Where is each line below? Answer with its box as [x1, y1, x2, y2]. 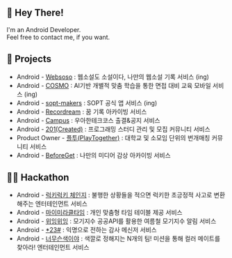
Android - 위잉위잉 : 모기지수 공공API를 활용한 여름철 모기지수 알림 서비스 [16, 217, 217, 225]
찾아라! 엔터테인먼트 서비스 [16, 243, 90, 252]
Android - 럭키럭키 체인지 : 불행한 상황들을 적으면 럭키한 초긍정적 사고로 [16, 191, 213, 199]
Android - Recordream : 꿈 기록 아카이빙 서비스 [16, 107, 147, 116]
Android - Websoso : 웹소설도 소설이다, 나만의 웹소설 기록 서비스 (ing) [16, 73, 210, 81]
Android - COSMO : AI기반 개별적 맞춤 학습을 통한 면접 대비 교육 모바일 [16, 81, 211, 89]
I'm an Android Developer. [6, 25, 81, 33]
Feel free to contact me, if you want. [6, 33, 110, 41]
